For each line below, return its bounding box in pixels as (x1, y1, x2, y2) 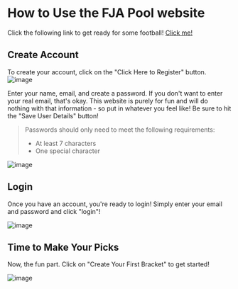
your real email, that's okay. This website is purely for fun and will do (7, 96, 208, 105)
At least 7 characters (35, 139, 97, 147)
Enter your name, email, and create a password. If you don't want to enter (7, 89, 223, 97)
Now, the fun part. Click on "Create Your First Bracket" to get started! (7, 260, 210, 268)
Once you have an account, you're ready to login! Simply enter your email (7, 200, 222, 208)
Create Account (7, 49, 80, 61)
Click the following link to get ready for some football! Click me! (7, 28, 193, 37)
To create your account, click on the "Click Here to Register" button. (7, 67, 207, 76)
